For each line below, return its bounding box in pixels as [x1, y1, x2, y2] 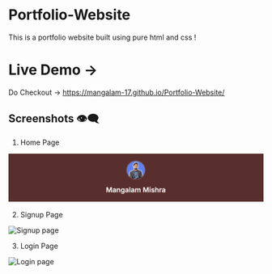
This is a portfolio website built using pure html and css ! [8, 32, 197, 42]
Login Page [19, 241, 58, 251]
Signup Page [19, 209, 63, 219]
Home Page [19, 137, 60, 147]
